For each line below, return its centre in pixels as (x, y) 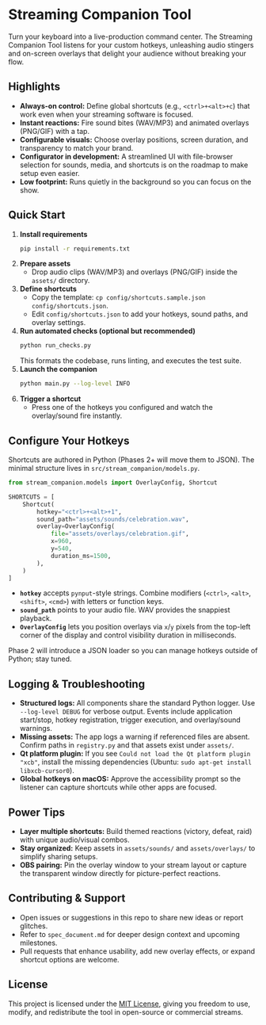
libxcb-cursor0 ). (47, 771)
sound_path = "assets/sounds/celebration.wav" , (113, 519)
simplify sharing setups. (59, 857)
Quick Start (37, 215)
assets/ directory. (61, 281)
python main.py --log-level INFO (75, 384)
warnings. (36, 729)
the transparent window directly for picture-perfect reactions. (120, 873)
